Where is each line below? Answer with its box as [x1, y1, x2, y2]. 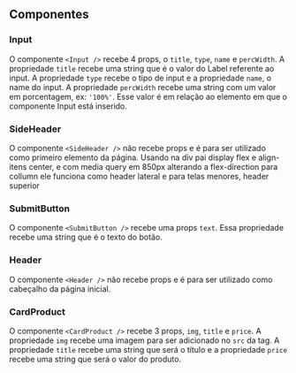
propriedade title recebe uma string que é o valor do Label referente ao [9, 63, 275, 73]
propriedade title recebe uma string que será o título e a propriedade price [9, 344, 288, 354]
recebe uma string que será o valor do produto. [9, 354, 182, 364]
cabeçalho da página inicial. [9, 283, 111, 294]
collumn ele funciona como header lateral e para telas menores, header [9, 171, 269, 181]
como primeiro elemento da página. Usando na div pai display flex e [9, 152, 257, 163]
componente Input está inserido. [9, 101, 128, 111]
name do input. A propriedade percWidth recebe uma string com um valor [9, 81, 277, 92]
